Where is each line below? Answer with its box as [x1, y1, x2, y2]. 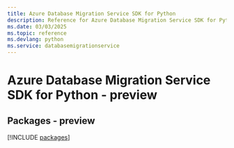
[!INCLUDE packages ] [7, 133, 70, 141]
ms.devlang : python [7, 36, 64, 43]
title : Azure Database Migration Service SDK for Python [7, 10, 176, 17]
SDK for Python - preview [7, 88, 158, 103]
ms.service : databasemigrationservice [7, 42, 120, 49]
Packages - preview [7, 115, 95, 126]
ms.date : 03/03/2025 [7, 23, 68, 30]
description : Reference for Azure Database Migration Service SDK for [7, 17, 217, 24]
